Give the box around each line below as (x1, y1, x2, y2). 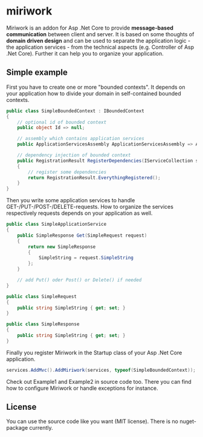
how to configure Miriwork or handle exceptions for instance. (6, 384, 158, 392)
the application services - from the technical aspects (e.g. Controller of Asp (6, 43, 195, 51)
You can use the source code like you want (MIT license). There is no (6, 418, 178, 425)
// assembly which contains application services (17, 136, 145, 142)
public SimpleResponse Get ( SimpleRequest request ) (17, 232, 147, 238)
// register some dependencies (28, 169, 107, 175)
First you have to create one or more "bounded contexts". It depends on (6, 83, 185, 91)
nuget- (179, 418, 196, 425)
